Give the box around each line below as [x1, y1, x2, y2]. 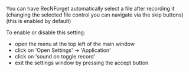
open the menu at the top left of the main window [14, 41, 135, 47]
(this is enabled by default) [6, 18, 71, 24]
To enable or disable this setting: [6, 29, 86, 36]
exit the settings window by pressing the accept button [14, 59, 149, 66]
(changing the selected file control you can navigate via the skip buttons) [6, 11, 184, 18]
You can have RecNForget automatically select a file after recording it [6, 5, 175, 12]
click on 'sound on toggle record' [14, 53, 96, 60]
